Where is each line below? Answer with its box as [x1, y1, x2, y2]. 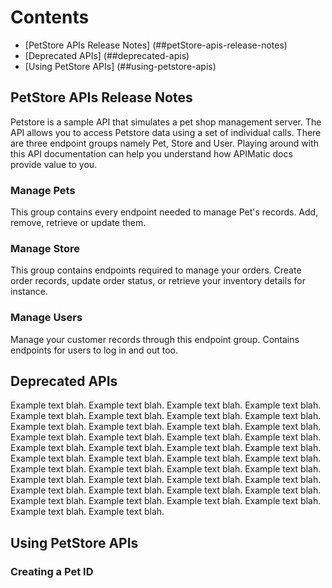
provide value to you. [10, 158, 98, 170]
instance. [10, 286, 49, 298]
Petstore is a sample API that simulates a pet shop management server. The [10, 116, 322, 128]
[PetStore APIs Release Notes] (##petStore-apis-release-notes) [24, 39, 288, 51]
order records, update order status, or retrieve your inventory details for [10, 275, 306, 287]
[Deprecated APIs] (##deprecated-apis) [24, 49, 190, 61]
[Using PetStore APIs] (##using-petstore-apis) [24, 60, 217, 72]
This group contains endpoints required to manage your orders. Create [10, 264, 302, 276]
